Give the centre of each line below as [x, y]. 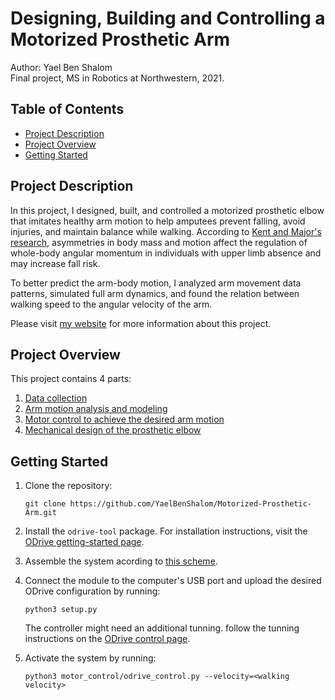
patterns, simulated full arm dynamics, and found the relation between [155, 293]
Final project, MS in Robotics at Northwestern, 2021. [117, 78]
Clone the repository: [68, 486]
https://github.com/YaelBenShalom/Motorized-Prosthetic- [190, 504]
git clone [45, 504]
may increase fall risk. [55, 263]
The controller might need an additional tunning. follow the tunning [162, 628]
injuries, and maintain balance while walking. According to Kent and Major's [166, 231]
